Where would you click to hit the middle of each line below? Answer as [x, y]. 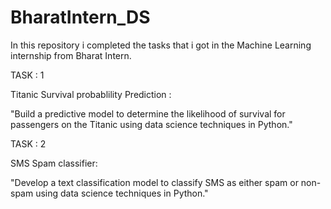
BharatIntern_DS [80, 17]
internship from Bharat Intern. [71, 55]
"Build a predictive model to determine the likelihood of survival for [148, 113]
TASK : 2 [28, 143]
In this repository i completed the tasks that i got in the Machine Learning [161, 45]
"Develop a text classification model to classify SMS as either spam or [154, 182]
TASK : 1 [27, 75]
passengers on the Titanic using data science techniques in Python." [151, 124]
